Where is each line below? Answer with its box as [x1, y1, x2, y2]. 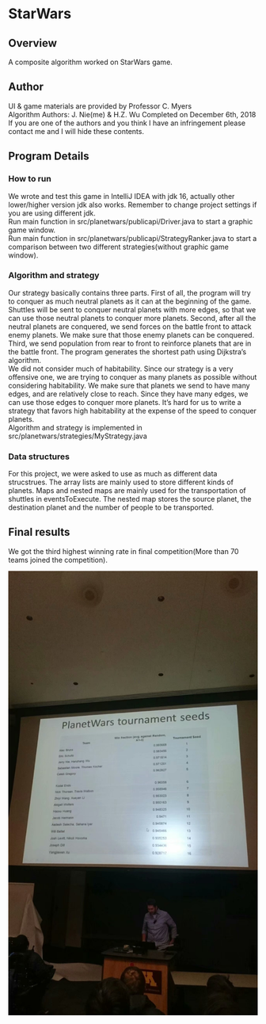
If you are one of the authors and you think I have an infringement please [8, 118, 246, 128]
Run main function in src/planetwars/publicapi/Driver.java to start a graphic [8, 216, 253, 226]
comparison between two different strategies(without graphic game [8, 242, 230, 251]
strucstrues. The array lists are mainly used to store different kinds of [8, 477, 234, 487]
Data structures [8, 451, 70, 462]
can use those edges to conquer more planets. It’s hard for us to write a [8, 397, 241, 407]
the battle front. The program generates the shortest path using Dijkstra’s [8, 346, 247, 357]
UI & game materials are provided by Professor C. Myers [8, 101, 192, 111]
